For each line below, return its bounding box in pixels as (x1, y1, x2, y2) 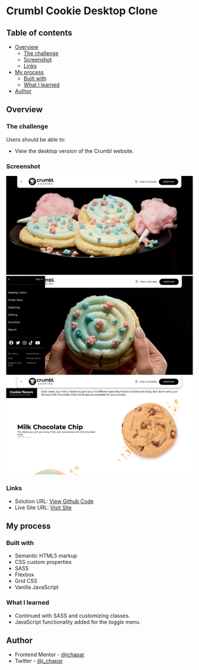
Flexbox (14, 571, 34, 578)
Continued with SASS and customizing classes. (14, 612, 130, 619)
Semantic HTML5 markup (14, 552, 78, 559)
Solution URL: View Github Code (14, 498, 94, 505)
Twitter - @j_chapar (14, 658, 63, 665)
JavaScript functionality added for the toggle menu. (14, 618, 141, 626)
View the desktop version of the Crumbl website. (14, 147, 134, 155)
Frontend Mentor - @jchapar (14, 651, 85, 658)
